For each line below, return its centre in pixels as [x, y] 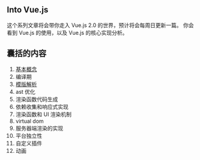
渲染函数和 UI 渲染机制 [43, 114]
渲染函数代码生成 [37, 99]
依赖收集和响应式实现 [42, 106]
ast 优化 [25, 91]
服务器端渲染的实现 [39, 128]
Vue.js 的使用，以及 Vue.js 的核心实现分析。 [73, 32]
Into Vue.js [28, 10]
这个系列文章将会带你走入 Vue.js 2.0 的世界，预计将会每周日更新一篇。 [94, 25]
